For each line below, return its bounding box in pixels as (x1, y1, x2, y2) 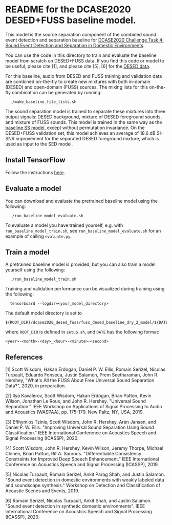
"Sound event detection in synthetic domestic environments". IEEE (5, 503, 145, 509)
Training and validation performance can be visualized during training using (5, 286, 165, 292)
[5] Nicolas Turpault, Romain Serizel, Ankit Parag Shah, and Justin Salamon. (5, 471, 165, 477)
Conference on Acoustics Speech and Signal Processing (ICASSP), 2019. (5, 461, 159, 468)
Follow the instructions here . (5, 169, 66, 175)
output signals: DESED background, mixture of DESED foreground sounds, (5, 114, 162, 120)
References (5, 352, 43, 362)
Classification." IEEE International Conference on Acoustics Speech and (5, 430, 157, 436)
